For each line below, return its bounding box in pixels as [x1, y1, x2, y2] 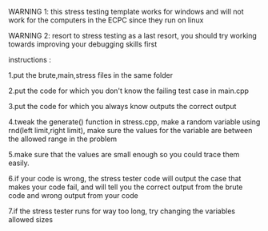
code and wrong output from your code [8, 191, 138, 200]
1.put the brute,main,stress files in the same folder [8, 71, 174, 79]
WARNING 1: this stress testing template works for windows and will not [8, 7, 244, 16]
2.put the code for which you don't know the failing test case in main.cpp [8, 86, 250, 95]
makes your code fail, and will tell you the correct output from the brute [8, 182, 243, 192]
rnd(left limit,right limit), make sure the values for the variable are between [8, 126, 253, 135]
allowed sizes [8, 215, 54, 224]
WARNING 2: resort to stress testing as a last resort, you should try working [8, 31, 258, 40]
